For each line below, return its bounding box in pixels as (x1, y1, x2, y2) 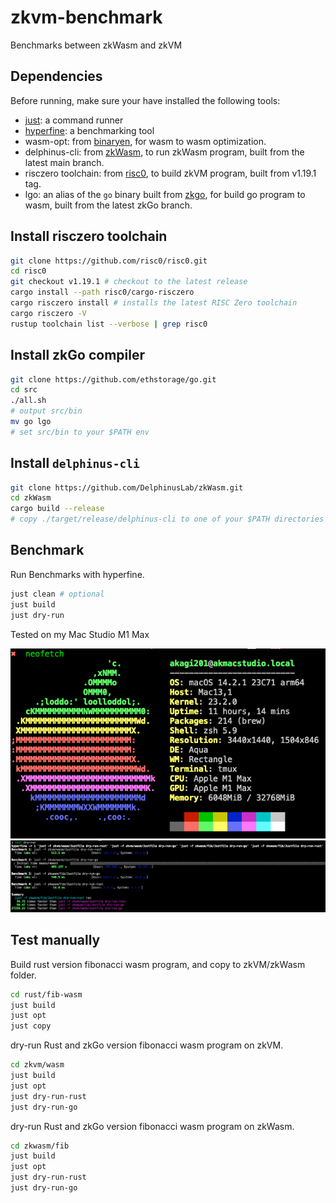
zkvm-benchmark (10, 6, 163, 29)
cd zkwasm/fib (10, 1141, 70, 1151)
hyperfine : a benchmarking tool (24, 124, 155, 136)
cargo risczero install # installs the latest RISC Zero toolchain (10, 298, 298, 308)
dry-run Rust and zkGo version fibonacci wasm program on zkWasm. (10, 1120, 295, 1132)
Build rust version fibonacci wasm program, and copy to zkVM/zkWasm (10, 958, 306, 970)
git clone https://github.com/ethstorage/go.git (10, 374, 217, 385)
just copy (10, 1021, 52, 1031)
